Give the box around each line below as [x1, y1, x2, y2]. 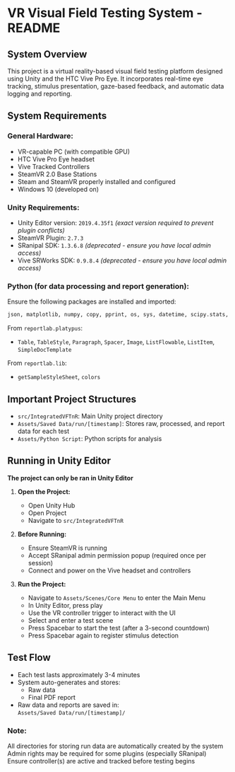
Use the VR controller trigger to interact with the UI [28, 609, 176, 617]
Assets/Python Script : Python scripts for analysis [17, 434, 162, 443]
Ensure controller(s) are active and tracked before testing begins [7, 756, 195, 765]
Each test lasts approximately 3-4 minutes [17, 670, 140, 679]
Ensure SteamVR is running [28, 543, 107, 552]
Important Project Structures [7, 393, 137, 405]
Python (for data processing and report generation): [7, 281, 189, 291]
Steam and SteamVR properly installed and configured [17, 177, 176, 185]
